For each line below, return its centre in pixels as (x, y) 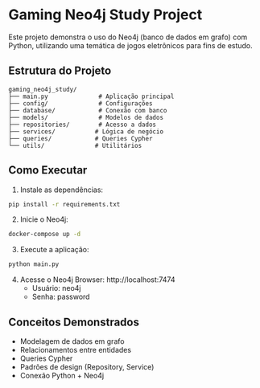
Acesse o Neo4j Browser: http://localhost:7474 (97, 280)
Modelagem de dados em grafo (72, 341)
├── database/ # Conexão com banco (88, 110)
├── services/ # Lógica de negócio (86, 131)
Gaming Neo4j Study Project (105, 15)
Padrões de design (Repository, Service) (87, 367)
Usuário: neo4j (56, 288)
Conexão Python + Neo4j (62, 376)
